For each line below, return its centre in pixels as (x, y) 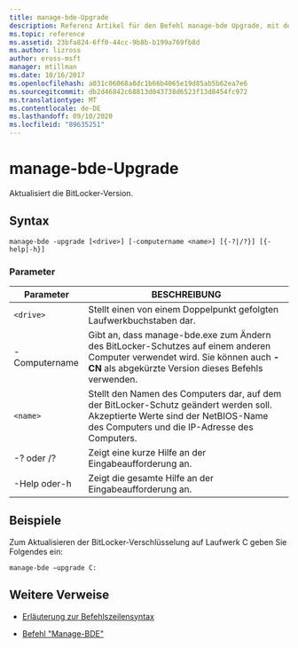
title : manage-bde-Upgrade (59, 17)
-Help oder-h (43, 484)
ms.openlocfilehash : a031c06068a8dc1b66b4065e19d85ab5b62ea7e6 (129, 83)
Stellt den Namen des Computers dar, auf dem (185, 394)
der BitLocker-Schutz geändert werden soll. (180, 405)
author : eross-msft (45, 59)
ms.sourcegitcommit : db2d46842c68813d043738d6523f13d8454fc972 (129, 91)
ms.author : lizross (45, 51)
